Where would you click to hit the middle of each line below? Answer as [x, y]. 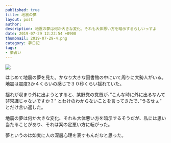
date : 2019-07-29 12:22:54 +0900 [41, 34]
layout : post [19, 19]
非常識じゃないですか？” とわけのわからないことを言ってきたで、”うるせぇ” [83, 101]
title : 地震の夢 [21, 15]
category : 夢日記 [22, 43]
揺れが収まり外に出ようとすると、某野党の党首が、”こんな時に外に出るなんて [86, 94]
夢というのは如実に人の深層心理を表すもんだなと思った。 [66, 135]
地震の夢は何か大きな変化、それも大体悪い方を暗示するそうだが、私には [81, 118]
